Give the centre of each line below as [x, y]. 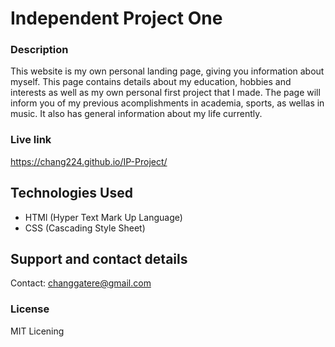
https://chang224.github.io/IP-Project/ [89, 161]
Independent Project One [116, 18]
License [30, 309]
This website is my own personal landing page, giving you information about [167, 71]
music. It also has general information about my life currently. [136, 114]
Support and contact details [99, 258]
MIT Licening [37, 331]
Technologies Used [71, 193]
